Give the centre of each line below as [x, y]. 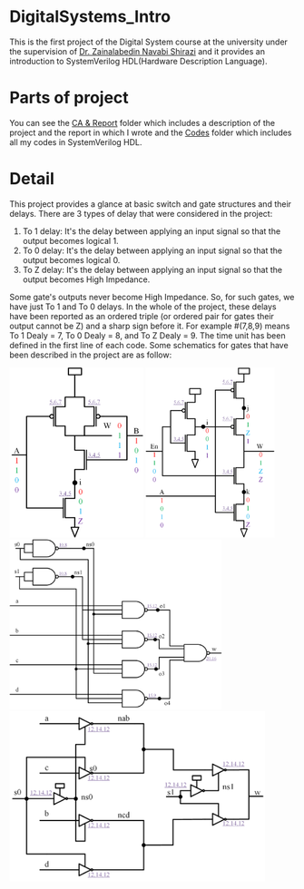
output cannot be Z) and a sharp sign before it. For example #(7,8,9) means [150, 326]
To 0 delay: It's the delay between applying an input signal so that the [152, 250]
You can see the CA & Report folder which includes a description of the [142, 122]
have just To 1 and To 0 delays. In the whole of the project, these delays [143, 307]
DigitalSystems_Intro [90, 17]
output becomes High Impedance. [86, 279]
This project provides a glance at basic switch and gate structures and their [151, 204]
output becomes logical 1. [71, 240]
